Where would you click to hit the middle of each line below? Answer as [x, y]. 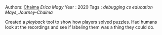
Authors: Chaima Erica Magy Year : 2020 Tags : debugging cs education [79, 7]
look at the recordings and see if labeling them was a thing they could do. [80, 27]
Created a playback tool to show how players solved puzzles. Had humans [81, 22]
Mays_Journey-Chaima [29, 12]
